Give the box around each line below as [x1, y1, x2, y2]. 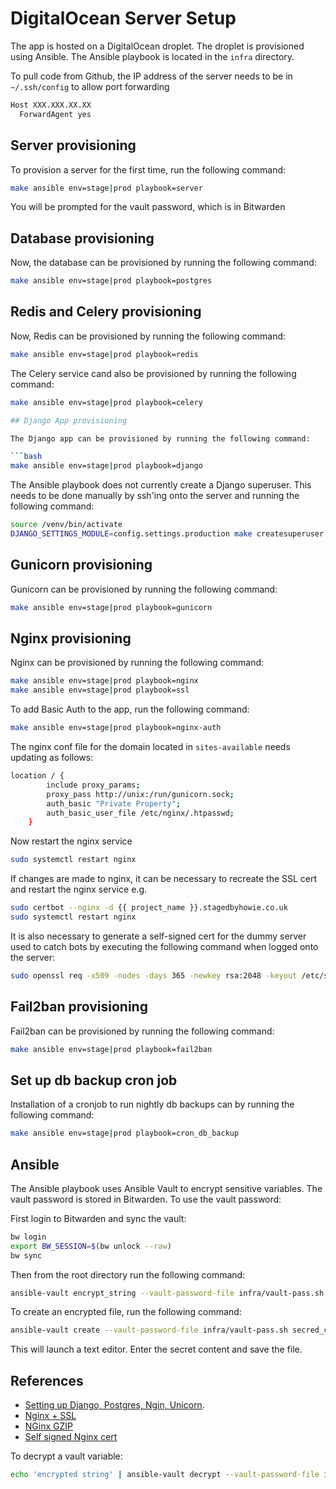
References [10, 1372, 84, 1389]
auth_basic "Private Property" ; [46, 798, 182, 809]
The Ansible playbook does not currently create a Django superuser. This [10, 479, 312, 491]
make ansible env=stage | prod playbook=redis [10, 349, 199, 359]
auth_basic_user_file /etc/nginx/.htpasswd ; [46, 808, 235, 818]
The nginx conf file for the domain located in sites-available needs [10, 741, 291, 752]
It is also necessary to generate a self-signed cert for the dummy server [10, 930, 307, 942]
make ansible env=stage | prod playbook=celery [10, 397, 203, 407]
